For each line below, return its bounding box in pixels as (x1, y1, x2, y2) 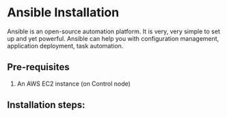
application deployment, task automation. (7, 41, 124, 50)
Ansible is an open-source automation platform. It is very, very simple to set (7, 27, 220, 35)
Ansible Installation (7, 5, 120, 20)
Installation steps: (7, 99, 85, 111)
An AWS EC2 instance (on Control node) (16, 80, 131, 88)
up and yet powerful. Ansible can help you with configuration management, (7, 34, 219, 42)
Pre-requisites (7, 61, 70, 73)
